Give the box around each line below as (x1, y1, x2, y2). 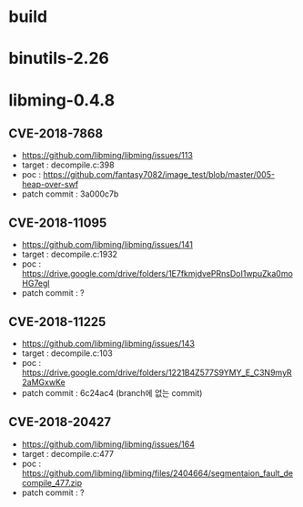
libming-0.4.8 (8, 89, 116, 110)
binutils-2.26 (8, 48, 110, 69)
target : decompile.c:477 (21, 448, 115, 459)
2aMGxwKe (21, 377, 66, 388)
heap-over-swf (21, 179, 79, 190)
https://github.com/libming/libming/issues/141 (21, 239, 193, 250)
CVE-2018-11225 (8, 314, 106, 330)
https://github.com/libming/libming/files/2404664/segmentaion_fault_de (21, 467, 293, 479)
